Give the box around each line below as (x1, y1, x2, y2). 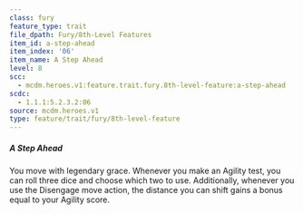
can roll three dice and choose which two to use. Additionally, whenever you (9, 175, 295, 186)
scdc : (9, 89, 30, 98)
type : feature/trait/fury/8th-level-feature (9, 114, 181, 123)
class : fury (9, 13, 54, 23)
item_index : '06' (9, 47, 75, 56)
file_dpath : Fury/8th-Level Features (9, 30, 152, 39)
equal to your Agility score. (9, 194, 111, 205)
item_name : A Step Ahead (9, 55, 103, 64)
